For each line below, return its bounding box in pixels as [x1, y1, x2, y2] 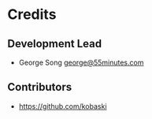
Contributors [7, 80, 72, 94]
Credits [7, 6, 57, 24]
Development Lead [7, 37, 102, 50]
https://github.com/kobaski [18, 101, 107, 111]
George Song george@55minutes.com [18, 58, 144, 67]
